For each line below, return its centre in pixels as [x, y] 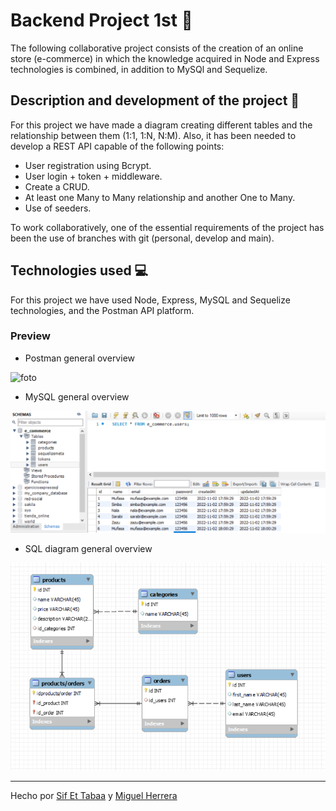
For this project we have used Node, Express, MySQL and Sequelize [150, 300]
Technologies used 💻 [79, 270]
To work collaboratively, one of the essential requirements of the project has [167, 227]
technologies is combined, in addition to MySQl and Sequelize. [139, 69]
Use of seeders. [58, 208]
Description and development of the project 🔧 [155, 100]
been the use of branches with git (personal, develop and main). [142, 238]
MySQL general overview [77, 396]
